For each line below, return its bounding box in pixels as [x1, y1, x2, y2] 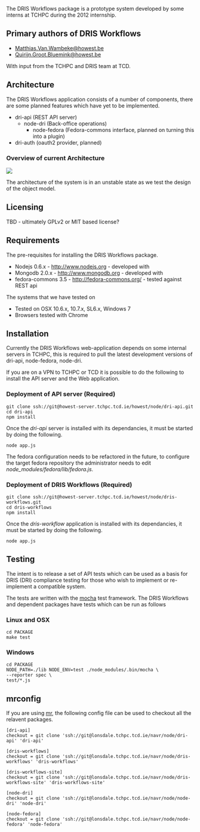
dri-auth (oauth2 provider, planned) [14, 139, 102, 146]
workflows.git [6, 499, 42, 505]
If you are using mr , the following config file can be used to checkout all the [6, 710, 192, 717]
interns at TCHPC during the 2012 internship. [6, 11, 116, 19]
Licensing [6, 202, 44, 213]
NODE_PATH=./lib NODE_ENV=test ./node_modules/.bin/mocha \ [6, 667, 159, 673]
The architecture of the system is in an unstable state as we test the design [6, 179, 191, 186]
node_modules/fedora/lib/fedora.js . [6, 465, 94, 472]
